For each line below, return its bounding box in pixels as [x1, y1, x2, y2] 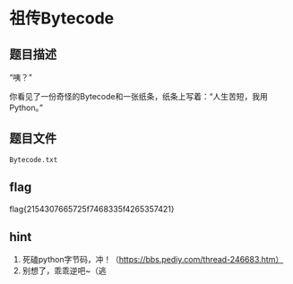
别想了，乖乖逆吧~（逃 [22, 265, 108, 276]
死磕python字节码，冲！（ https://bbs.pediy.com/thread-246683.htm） [22, 254, 284, 265]
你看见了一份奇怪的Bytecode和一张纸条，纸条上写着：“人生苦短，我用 [9, 91, 269, 101]
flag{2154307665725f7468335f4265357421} [9, 203, 175, 214]
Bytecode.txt [9, 155, 58, 164]
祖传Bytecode [9, 8, 115, 29]
